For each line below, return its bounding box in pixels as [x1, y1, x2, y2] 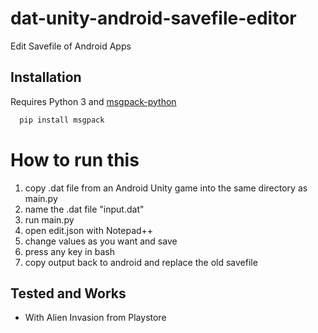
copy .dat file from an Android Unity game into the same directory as [24, 182, 308, 194]
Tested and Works [10, 285, 127, 302]
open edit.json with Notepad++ [24, 224, 154, 236]
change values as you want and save [24, 235, 178, 247]
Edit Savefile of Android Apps [10, 40, 132, 52]
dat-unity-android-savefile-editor [10, 7, 297, 30]
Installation [10, 69, 82, 86]
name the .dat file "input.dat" [24, 203, 145, 215]
